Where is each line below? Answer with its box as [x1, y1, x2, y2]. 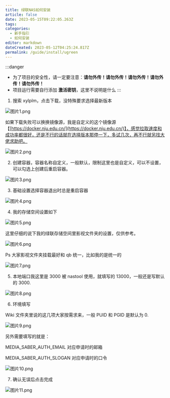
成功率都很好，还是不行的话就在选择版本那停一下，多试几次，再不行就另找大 [5, 131, 165, 138]
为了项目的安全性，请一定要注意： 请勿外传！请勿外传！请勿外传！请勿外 [12, 74, 163, 80]
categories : [5, 26, 30, 31]
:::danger [5, 64, 24, 70]
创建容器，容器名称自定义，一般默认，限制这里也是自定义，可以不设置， [12, 159, 163, 165]
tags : [5, 21, 17, 27]
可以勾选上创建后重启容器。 [12, 165, 71, 172]
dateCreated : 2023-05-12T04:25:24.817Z [5, 45, 90, 50]
